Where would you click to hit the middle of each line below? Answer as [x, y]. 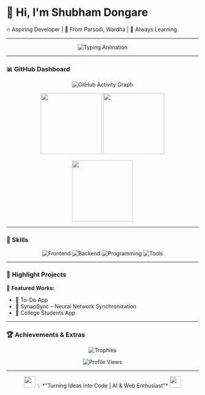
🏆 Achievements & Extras [46, 335]
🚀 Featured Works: [31, 288]
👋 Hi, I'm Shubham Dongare [77, 12]
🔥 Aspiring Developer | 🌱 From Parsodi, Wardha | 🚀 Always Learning [92, 29]
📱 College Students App [45, 313]
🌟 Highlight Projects [36, 275]
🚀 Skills [17, 240]
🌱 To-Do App [31, 300]
